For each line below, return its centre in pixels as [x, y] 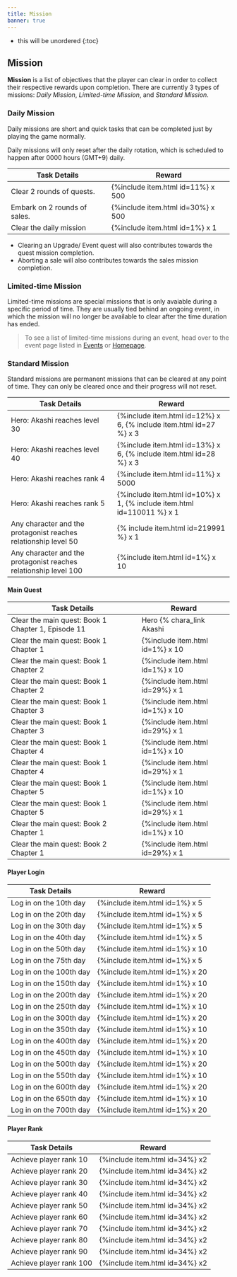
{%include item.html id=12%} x [169, 416]
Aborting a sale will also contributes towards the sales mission [108, 260]
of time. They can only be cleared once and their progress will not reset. [112, 386]
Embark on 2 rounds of [49, 207]
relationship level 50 [44, 542]
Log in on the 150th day [50, 983]
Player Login [26, 872]
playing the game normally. [47, 136]
